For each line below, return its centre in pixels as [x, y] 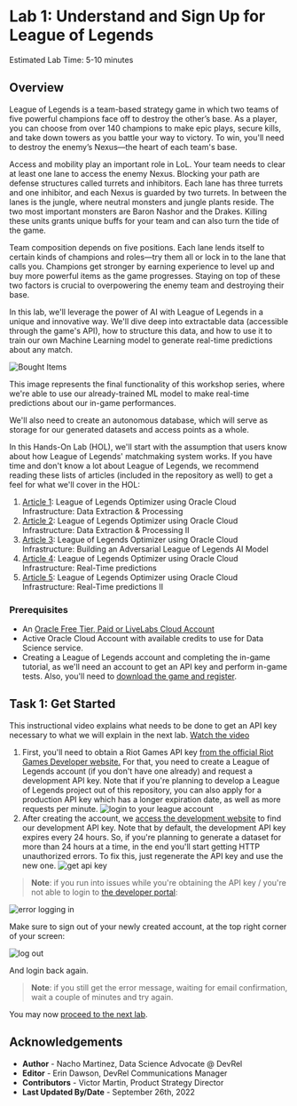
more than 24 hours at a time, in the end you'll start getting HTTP [141, 847]
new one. [39, 865]
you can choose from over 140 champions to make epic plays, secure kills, [145, 128]
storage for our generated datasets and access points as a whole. [129, 429]
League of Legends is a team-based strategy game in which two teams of [144, 109]
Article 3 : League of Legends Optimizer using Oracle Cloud [130, 539]
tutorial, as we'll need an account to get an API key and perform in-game [155, 667]
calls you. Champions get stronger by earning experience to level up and [142, 266]
